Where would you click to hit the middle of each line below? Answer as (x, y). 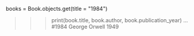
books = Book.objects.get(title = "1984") (57, 9)
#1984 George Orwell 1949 (85, 27)
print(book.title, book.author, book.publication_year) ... (120, 20)
